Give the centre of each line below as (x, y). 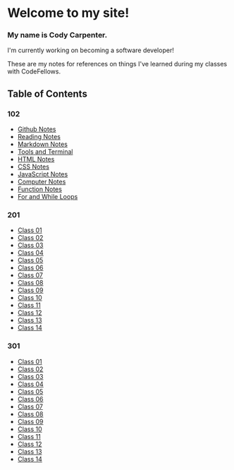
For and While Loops (48, 197)
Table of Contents (48, 94)
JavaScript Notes (43, 174)
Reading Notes (39, 137)
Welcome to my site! (68, 13)
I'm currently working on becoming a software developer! (91, 50)
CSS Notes (33, 167)
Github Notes (37, 129)
